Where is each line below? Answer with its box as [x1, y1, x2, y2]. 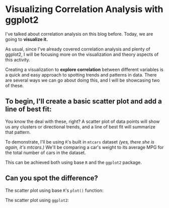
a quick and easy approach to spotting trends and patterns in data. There [5, 72, 157, 78]
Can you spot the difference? [5, 174, 98, 182]
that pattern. [5, 129, 31, 135]
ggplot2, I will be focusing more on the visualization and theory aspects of [5, 51, 159, 57]
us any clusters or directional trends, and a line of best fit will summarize [5, 123, 156, 129]
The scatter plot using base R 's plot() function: [5, 187, 104, 193]
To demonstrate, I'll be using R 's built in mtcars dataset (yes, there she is [5, 138, 154, 145]
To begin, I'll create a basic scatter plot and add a [5, 97, 162, 106]
